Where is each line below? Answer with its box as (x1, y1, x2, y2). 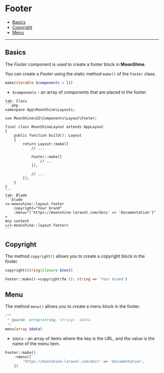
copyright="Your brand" (14, 206, 62, 210)
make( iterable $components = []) (5, 80, 73, 85)
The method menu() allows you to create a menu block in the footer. (5, 303, 141, 309)
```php (5, 103, 19, 108)
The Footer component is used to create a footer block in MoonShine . (5, 61, 146, 67)
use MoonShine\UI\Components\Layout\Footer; (5, 116, 97, 120)
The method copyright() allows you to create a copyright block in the (5, 253, 145, 259)
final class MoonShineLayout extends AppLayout (5, 124, 104, 129)
